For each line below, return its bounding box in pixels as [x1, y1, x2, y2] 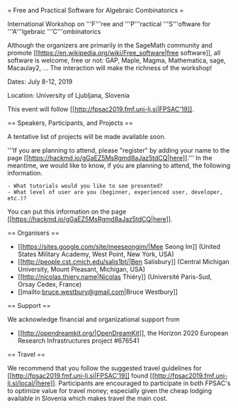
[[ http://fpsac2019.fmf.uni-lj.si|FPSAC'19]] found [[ [7, 372, 155, 380]
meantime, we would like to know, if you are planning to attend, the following [7, 161, 231, 170]
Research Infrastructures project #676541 [17, 336, 140, 345]
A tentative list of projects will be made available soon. [7, 133, 166, 140]
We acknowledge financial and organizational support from [7, 315, 180, 324]
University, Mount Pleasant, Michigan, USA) [17, 265, 145, 273]
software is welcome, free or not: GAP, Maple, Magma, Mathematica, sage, [7, 56, 226, 65]
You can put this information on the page [7, 207, 127, 216]
